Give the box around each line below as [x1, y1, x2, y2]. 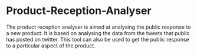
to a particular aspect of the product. [6, 42, 96, 49]
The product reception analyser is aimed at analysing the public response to [6, 23, 191, 30]
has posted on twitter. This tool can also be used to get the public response [6, 36, 190, 43]
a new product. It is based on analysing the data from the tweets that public [6, 29, 190, 36]
